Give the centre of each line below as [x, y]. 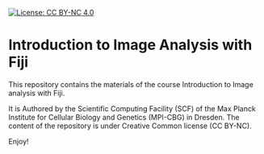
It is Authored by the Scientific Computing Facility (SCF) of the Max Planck [132, 108]
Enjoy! [19, 141]
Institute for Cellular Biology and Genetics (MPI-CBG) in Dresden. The [124, 117]
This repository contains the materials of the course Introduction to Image [131, 84]
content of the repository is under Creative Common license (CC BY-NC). [130, 126]
